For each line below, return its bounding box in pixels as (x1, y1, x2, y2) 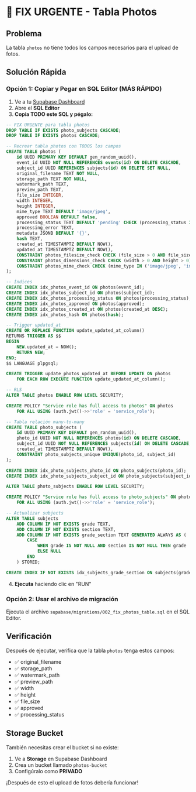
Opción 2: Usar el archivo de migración (6, 595, 118, 603)
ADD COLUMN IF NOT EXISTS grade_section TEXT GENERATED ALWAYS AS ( (16, 532, 187, 538)
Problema (6, 29, 42, 39)
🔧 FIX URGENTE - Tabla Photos (6, 5, 157, 19)
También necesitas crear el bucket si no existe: (6, 743, 119, 751)
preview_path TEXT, (16, 187, 64, 193)
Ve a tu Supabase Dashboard (14, 98, 85, 105)
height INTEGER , (16, 203, 57, 209)
